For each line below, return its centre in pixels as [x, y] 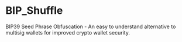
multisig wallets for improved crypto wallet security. [68, 32]
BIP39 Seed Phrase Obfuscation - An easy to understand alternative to [91, 26]
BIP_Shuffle [34, 11]
